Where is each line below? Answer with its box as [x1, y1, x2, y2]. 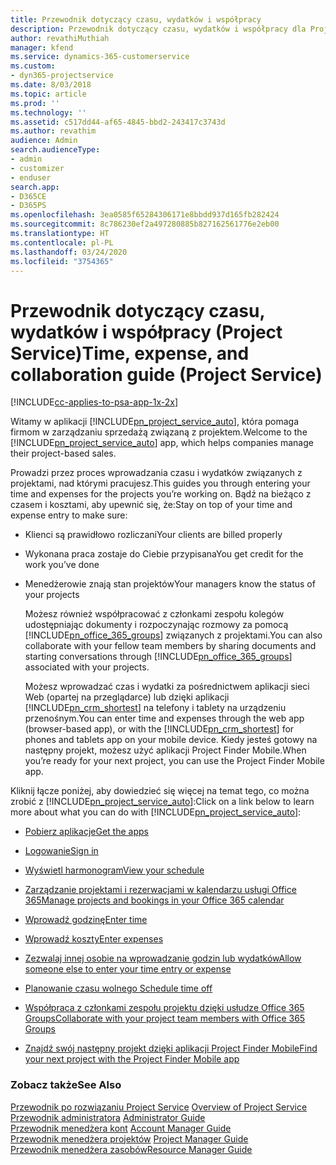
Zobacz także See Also [10, 1078, 122, 1092]
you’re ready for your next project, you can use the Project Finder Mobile [24, 755, 325, 767]
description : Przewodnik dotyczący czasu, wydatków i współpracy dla [10, 24, 307, 34]
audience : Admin [10, 136, 78, 146]
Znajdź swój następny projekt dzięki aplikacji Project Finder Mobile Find [24, 1042, 318, 1055]
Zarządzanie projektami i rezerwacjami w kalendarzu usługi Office [24, 884, 297, 896]
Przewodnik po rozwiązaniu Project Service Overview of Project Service [10, 1101, 308, 1113]
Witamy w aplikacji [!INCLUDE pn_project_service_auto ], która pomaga [10, 416, 300, 428]
